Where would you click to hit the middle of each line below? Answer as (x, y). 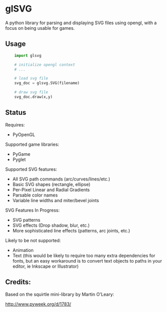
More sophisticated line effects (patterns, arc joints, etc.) (71, 230)
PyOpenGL (24, 135)
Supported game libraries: (32, 144)
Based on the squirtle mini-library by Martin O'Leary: (60, 294)
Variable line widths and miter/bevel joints (56, 200)
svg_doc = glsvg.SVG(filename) (47, 83)
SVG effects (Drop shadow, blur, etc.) (51, 225)
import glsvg (28, 55)
